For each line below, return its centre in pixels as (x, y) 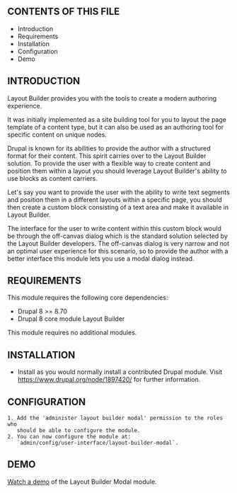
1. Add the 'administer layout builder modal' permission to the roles (115, 418)
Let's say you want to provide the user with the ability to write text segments (118, 192)
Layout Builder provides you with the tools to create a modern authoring (112, 98)
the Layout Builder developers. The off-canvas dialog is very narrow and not (118, 243)
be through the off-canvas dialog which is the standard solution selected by (118, 236)
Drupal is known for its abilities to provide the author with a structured (109, 148)
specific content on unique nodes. (57, 135)
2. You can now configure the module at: (69, 437)
